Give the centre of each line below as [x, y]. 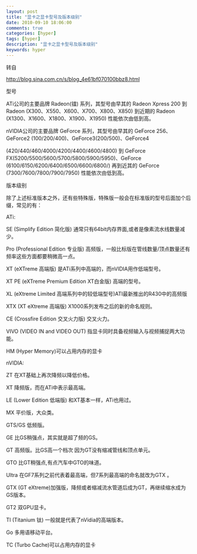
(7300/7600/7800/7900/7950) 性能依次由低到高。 [67, 173]
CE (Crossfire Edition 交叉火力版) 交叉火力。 [59, 319]
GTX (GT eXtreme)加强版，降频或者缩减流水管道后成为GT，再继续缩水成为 [96, 487]
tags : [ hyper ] [23, 39]
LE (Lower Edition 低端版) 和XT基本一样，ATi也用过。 [70, 400]
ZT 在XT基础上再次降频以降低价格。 [49, 375]
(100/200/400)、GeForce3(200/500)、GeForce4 [90, 138]
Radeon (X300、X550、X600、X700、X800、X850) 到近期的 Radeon [91, 111]
